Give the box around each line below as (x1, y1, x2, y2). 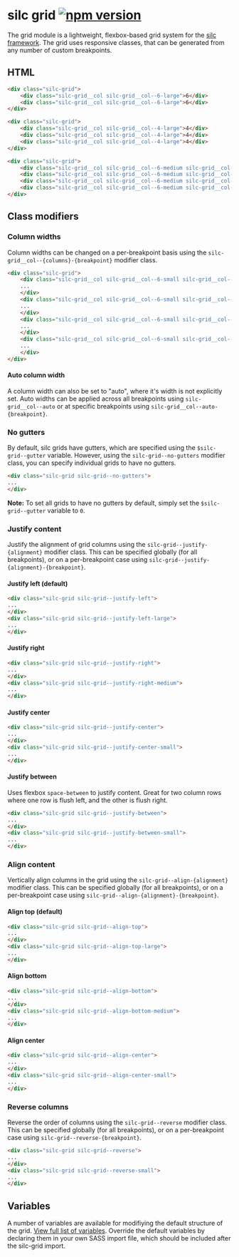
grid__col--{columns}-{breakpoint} (7, 257, 113, 264)
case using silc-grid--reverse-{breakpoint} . (7, 1134, 142, 1141)
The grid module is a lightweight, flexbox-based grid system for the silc (7, 31, 217, 39)
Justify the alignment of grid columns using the (7, 540, 146, 549)
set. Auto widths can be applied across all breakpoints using (7, 394, 184, 403)
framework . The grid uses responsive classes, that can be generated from (7, 38, 225, 46)
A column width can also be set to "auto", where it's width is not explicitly (7, 387, 223, 396)
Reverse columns (7, 1102, 69, 1112)
